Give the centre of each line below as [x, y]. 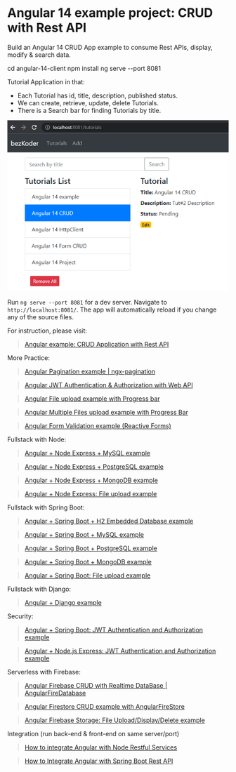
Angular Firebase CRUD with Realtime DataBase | [96, 686]
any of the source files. [40, 317]
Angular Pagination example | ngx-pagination [90, 372]
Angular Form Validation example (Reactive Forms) [98, 426]
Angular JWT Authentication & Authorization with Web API [109, 385]
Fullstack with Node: [37, 439]
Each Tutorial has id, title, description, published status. [97, 95]
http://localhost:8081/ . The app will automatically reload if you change [112, 310]
